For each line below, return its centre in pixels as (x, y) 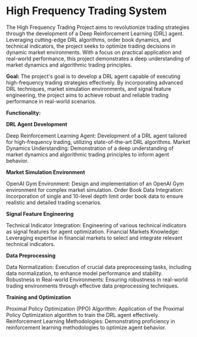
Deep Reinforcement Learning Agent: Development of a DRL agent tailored (96, 135)
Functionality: (24, 113)
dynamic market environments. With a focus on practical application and (94, 52)
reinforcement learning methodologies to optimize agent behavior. (86, 327)
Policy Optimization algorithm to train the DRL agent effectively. (83, 315)
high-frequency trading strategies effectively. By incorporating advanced (95, 82)
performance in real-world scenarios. (51, 101)
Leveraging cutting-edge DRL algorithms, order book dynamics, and (89, 40)
